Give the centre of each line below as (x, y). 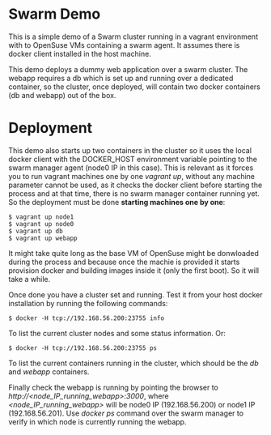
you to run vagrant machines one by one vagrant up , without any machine (132, 176)
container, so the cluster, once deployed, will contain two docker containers (134, 87)
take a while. (30, 279)
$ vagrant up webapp (43, 238)
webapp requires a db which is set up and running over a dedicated (121, 78)
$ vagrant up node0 (41, 224)
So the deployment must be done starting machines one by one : (117, 202)
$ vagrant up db (36, 231)
